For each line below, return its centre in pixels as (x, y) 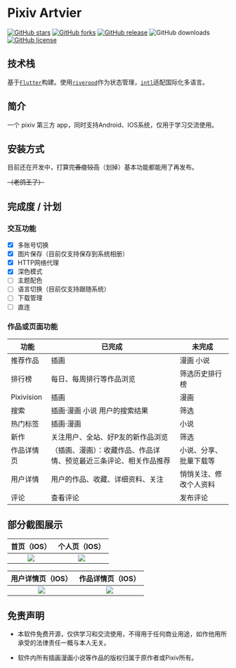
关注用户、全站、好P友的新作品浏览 (110, 436)
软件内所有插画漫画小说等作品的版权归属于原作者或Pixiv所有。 (107, 658)
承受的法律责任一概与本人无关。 (64, 643)
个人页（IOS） (81, 546)
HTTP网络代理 (38, 263)
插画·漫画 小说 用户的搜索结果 (100, 410)
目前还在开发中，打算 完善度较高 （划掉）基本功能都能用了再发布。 (103, 168)
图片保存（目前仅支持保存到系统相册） (73, 254)
